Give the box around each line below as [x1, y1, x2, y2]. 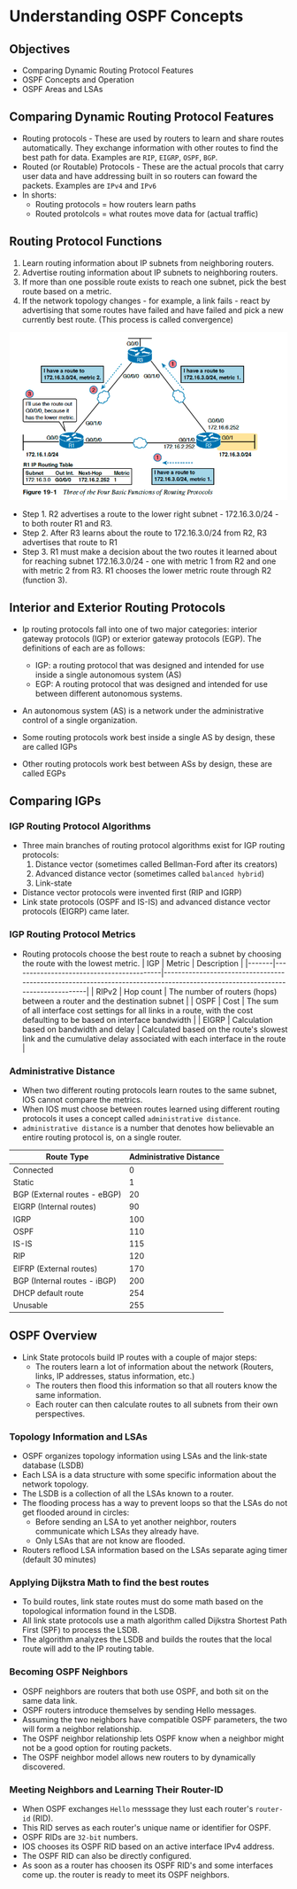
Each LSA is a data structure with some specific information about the [21, 1470, 277, 1479]
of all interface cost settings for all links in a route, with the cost [21, 1004, 254, 1016]
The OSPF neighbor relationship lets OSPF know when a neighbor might [21, 1733, 285, 1744]
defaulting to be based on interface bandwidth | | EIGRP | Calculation [21, 1014, 274, 1025]
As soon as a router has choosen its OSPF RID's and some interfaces [21, 1860, 274, 1870]
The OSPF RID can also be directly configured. [21, 1850, 192, 1861]
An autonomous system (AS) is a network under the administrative [21, 705, 264, 715]
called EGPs [21, 768, 66, 778]
